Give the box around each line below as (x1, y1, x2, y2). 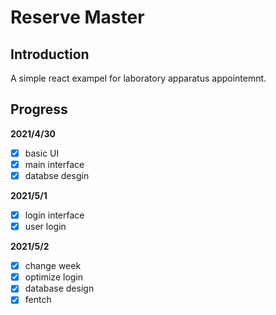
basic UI (24, 147, 60, 159)
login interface (24, 209, 85, 221)
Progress (10, 101, 68, 118)
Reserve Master (10, 6, 145, 29)
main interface (24, 158, 85, 170)
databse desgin (24, 169, 90, 181)
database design (24, 282, 95, 295)
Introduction (10, 46, 90, 63)
